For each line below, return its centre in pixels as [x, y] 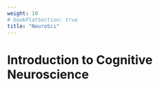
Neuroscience [48, 74]
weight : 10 [23, 13]
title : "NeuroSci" [33, 26]
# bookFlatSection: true [42, 20]
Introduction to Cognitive [80, 60]
